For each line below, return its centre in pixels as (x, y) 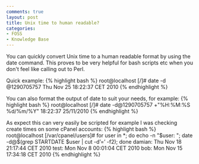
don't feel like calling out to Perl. (45, 69)
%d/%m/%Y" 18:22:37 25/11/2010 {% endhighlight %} (72, 111)
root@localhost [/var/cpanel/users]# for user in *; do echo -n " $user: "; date (99, 135)
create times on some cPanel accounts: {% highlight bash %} (81, 129)
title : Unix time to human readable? (53, 23)
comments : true (25, 12)
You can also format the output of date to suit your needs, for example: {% (97, 98)
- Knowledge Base (28, 39)
